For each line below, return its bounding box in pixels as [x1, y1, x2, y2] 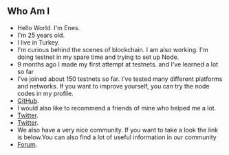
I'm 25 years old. [17, 31, 65, 39]
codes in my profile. [17, 89, 74, 97]
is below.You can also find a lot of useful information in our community [17, 133, 217, 141]
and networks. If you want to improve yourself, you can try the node [17, 82, 210, 90]
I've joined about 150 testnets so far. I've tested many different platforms [17, 75, 223, 83]
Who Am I [7, 5, 50, 17]
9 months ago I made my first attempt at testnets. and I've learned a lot [17, 60, 219, 68]
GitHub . [17, 96, 39, 105]
